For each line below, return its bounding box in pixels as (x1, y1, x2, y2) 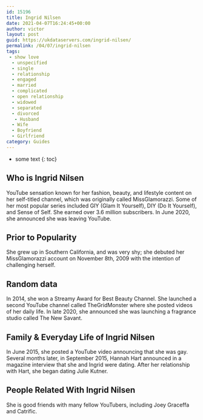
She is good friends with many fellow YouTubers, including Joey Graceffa (6, 401, 190, 408)
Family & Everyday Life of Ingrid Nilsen (6, 332, 155, 342)
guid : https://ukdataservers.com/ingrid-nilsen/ (6, 37, 131, 43)
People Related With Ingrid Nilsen (6, 385, 136, 395)
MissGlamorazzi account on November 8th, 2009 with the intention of (6, 255, 181, 262)
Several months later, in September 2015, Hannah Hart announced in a (6, 354, 182, 362)
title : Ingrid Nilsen (6, 15, 61, 21)
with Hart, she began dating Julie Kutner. (6, 368, 108, 374)
